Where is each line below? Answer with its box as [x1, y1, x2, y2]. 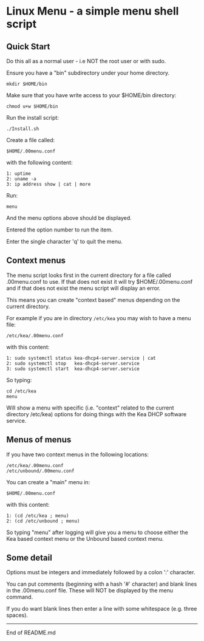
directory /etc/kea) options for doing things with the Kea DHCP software [6, 410, 187, 417]
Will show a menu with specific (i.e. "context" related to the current [6, 404, 174, 411]
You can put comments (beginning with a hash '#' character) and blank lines [6, 580, 197, 588]
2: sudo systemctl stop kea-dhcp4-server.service [6, 360, 140, 366]
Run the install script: [6, 114, 59, 121]
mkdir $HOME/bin [6, 81, 47, 87]
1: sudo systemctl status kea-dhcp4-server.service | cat [6, 355, 156, 361]
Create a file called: [6, 137, 55, 143]
